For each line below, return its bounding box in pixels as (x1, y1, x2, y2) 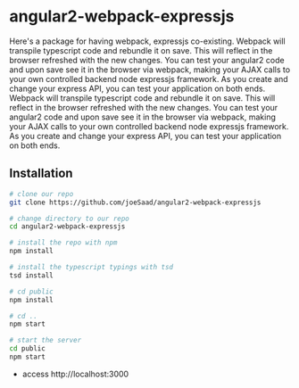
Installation (9, 166, 73, 181)
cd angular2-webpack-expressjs (9, 222, 126, 231)
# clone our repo (9, 189, 74, 198)
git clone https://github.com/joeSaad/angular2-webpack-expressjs (9, 198, 262, 207)
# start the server (9, 336, 82, 345)
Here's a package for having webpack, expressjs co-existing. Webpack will (9, 36, 286, 46)
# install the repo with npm (9, 238, 118, 247)
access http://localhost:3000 (21, 368, 129, 379)
